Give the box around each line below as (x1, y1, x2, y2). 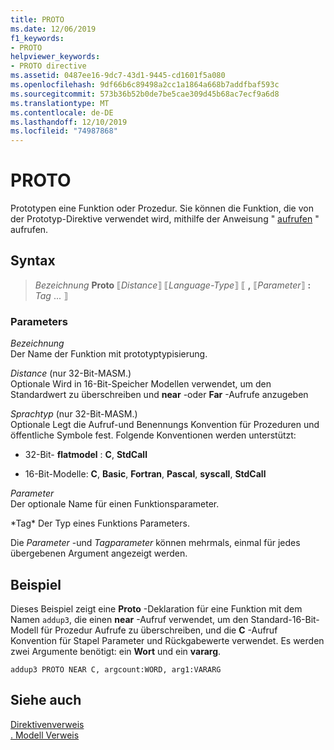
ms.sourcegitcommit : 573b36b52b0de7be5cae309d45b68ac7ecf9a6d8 (10, 89, 280, 99)
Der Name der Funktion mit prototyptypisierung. (10, 348, 208, 360)
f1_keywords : (10, 33, 65, 43)
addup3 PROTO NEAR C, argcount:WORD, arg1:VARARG (10, 664, 222, 675)
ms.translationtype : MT (10, 98, 110, 108)
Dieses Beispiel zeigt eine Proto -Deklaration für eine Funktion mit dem (10, 602, 303, 615)
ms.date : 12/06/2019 (10, 24, 97, 34)
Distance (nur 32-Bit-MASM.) (10, 367, 132, 380)
